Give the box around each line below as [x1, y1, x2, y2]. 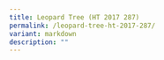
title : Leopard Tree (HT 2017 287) [9, 12, 140, 22]
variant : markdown [9, 29, 77, 38]
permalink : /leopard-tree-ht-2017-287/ [9, 21, 156, 30]
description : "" [9, 37, 69, 47]
